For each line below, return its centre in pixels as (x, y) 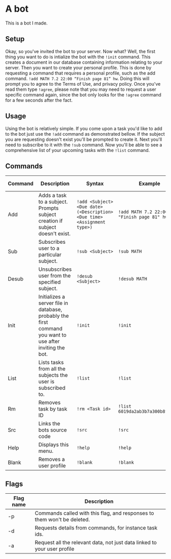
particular (50, 255)
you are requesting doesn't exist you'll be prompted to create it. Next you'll (84, 139)
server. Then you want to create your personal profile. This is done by (78, 67)
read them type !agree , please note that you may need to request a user (81, 89)
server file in (53, 303)
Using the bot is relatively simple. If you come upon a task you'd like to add (84, 129)
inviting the (52, 348)
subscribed (52, 388)
